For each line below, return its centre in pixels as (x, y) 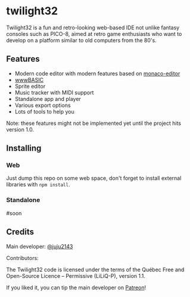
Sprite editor (30, 86)
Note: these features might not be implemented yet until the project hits (94, 123)
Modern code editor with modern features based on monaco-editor (97, 74)
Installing (24, 148)
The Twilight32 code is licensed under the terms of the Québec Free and (95, 270)
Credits (20, 232)
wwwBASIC (29, 79)
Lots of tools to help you (44, 111)
